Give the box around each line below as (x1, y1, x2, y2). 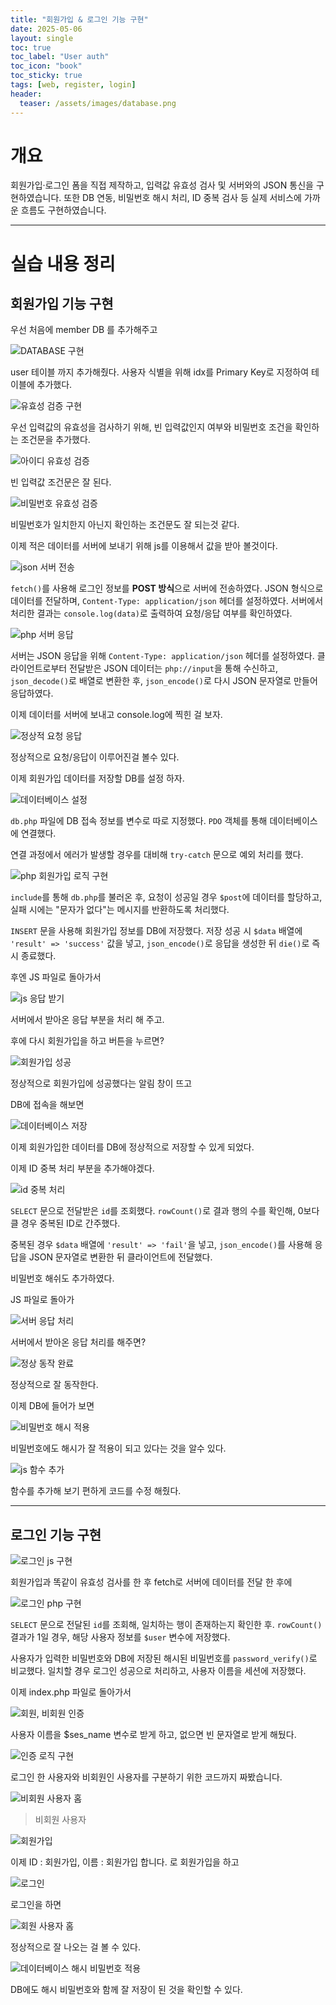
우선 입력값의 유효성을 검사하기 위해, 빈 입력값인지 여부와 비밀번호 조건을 (10, 421, 293, 433)
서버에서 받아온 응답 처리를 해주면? (10, 1336, 147, 1348)
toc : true (10, 42, 52, 53)
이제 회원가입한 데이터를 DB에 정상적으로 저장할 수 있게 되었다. (10, 1141, 255, 1153)
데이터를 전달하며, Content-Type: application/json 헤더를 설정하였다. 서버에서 (10, 595, 324, 607)
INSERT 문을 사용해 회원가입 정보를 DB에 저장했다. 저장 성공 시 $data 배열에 (10, 925, 303, 937)
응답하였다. (10, 687, 54, 700)
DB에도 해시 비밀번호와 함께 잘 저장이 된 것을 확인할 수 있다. (10, 1984, 243, 1996)
